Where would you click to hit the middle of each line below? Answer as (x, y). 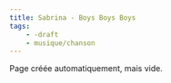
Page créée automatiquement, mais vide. (86, 69)
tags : (20, 26)
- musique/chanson (60, 43)
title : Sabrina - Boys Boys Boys (73, 18)
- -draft (42, 34)
